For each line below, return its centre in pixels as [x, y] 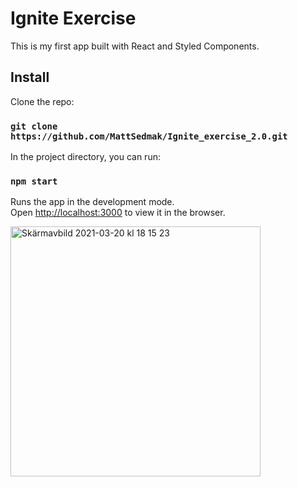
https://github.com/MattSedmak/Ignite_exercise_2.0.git [149, 136]
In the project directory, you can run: [85, 157]
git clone [34, 126]
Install [30, 77]
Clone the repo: [42, 101]
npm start [34, 181]
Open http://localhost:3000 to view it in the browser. [118, 213]
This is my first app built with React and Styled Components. [135, 46]
